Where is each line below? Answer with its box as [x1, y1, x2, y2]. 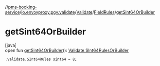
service [5, 9, 20, 15]
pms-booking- [8, 4, 37, 10]
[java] [5, 42, 17, 48]
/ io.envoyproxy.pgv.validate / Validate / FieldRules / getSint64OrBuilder [19, 9, 155, 15]
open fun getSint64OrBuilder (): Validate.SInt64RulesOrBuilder [5, 47, 129, 53]
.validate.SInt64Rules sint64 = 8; [5, 57, 77, 62]
